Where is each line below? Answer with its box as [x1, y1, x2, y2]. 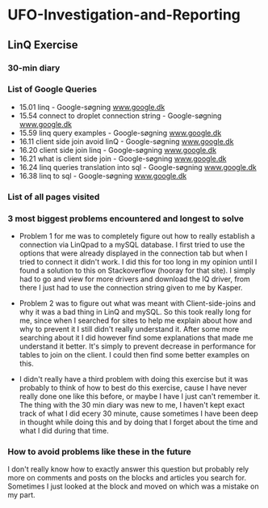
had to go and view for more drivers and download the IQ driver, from [19, 274, 251, 284]
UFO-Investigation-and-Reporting [7, 6, 241, 24]
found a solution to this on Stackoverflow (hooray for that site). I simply [19, 265, 256, 276]
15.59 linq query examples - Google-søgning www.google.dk [19, 128, 222, 138]
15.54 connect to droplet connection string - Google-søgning [19, 111, 222, 121]
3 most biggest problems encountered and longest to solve [7, 213, 244, 224]
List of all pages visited [7, 191, 100, 202]
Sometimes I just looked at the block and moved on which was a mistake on [7, 481, 259, 491]
